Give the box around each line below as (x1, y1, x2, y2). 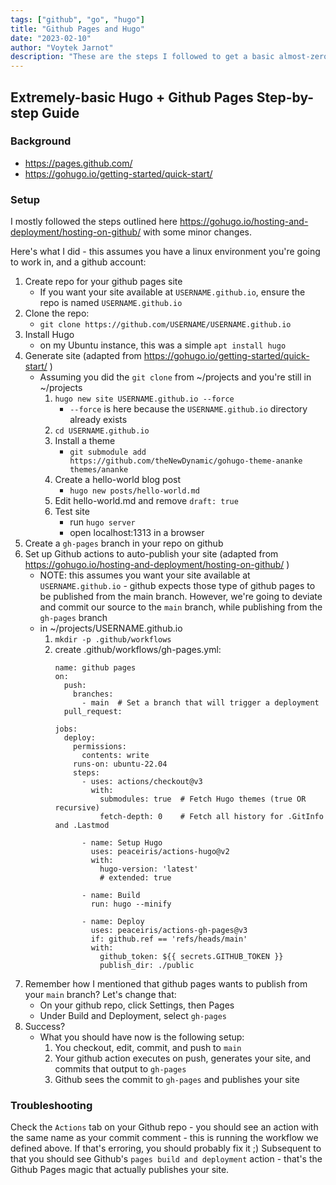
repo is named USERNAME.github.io (39, 297, 183, 309)
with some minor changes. (143, 226, 253, 238)
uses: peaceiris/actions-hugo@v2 (90, 847, 230, 857)
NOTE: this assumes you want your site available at (39, 569, 251, 581)
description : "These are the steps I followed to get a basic (10, 52, 275, 62)
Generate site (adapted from (24, 350, 142, 362)
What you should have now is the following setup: (39, 1031, 245, 1043)
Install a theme (54, 435, 116, 447)
